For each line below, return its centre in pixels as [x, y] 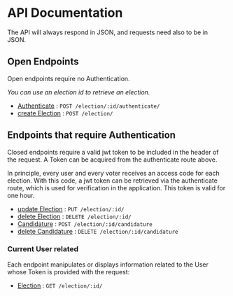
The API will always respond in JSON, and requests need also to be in [108, 32]
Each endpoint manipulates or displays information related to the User [108, 265]
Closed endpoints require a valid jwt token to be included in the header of [113, 152]
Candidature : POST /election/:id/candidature [85, 224]
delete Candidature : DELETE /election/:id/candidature [98, 231]
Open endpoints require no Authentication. [69, 78]
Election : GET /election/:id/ [60, 286]
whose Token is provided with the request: [69, 272]
